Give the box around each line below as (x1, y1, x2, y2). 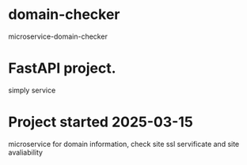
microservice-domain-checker (8, 32, 108, 41)
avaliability (8, 148, 44, 157)
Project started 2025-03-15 (8, 113, 194, 131)
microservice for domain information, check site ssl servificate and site (8, 139, 240, 148)
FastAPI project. (8, 59, 116, 77)
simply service (8, 85, 56, 95)
